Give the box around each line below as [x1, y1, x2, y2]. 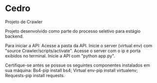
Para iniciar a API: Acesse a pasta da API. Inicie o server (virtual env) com [5, 42, 153, 48]
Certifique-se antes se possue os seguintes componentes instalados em [5, 62, 150, 68]
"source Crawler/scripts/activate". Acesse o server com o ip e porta [5, 48, 141, 54]
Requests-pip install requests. [5, 72, 65, 78]
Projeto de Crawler [5, 19, 43, 25]
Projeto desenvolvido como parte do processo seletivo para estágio [5, 28, 141, 34]
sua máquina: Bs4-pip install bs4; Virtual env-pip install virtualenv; [5, 67, 138, 73]
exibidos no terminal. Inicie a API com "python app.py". [5, 53, 115, 58]
